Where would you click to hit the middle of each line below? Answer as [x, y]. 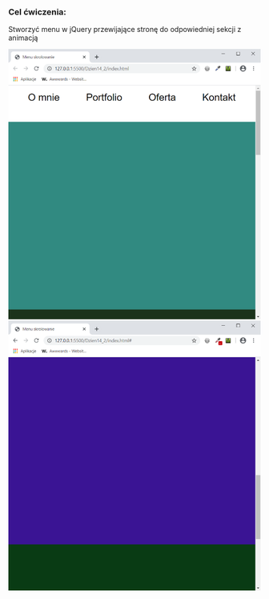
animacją [23, 38]
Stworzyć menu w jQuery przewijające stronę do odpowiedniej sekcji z [125, 30]
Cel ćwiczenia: [37, 12]
